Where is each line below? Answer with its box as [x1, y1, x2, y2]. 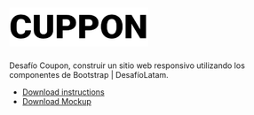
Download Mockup [21, 96, 91, 106]
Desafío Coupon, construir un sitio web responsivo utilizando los [9, 60, 246, 71]
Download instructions [21, 87, 105, 97]
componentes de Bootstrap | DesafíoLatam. [9, 69, 169, 80]
